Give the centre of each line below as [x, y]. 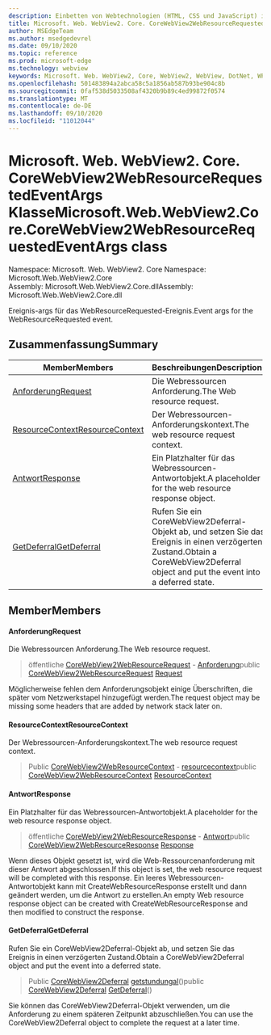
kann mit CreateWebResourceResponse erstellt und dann [152, 886]
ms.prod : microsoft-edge [50, 61]
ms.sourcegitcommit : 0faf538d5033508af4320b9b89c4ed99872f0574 [117, 91]
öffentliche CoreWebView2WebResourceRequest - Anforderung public [144, 665]
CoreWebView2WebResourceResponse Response [111, 844]
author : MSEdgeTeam [41, 31]
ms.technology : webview [48, 69]
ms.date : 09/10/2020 [43, 46]
